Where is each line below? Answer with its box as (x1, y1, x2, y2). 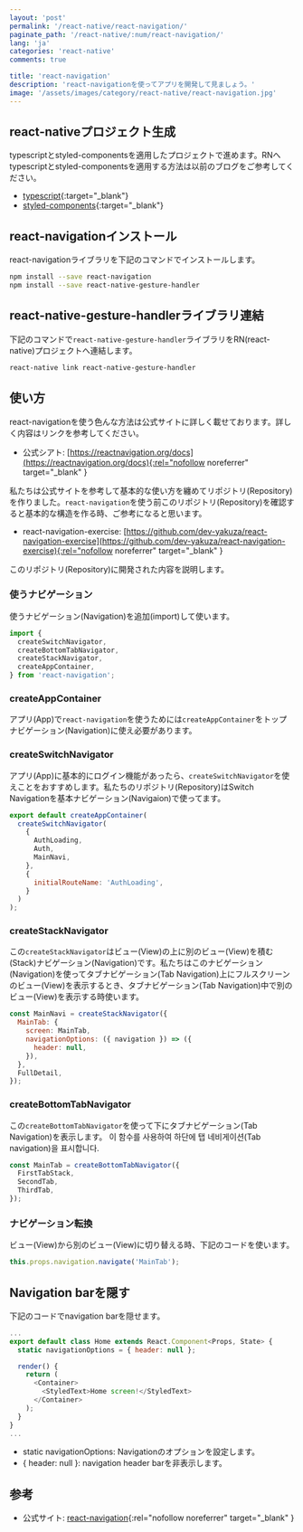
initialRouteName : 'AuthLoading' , (33, 878, 165, 887)
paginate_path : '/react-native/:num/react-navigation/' (9, 30, 224, 39)
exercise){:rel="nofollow (22, 544, 113, 556)
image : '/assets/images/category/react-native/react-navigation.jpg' (9, 88, 278, 98)
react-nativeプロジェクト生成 (9, 124, 176, 140)
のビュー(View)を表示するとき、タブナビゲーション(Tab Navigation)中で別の (9, 980, 293, 991)
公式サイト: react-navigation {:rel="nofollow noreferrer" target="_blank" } (22, 1512, 295, 1524)
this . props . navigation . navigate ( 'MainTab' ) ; (9, 1258, 180, 1267)
